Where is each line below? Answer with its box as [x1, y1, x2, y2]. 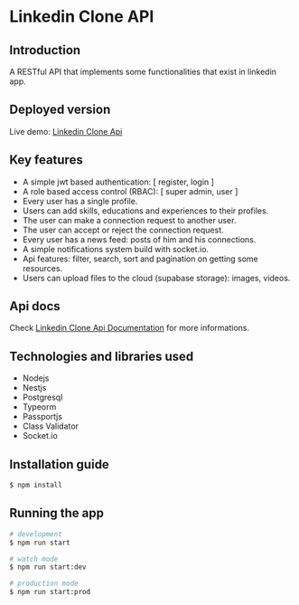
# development [9, 529, 63, 539]
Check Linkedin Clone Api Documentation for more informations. [9, 323, 250, 334]
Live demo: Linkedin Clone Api [9, 126, 123, 137]
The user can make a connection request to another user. [22, 214, 237, 225]
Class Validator [22, 421, 79, 431]
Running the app [9, 506, 104, 521]
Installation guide [9, 457, 110, 472]
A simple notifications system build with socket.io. [22, 243, 210, 254]
